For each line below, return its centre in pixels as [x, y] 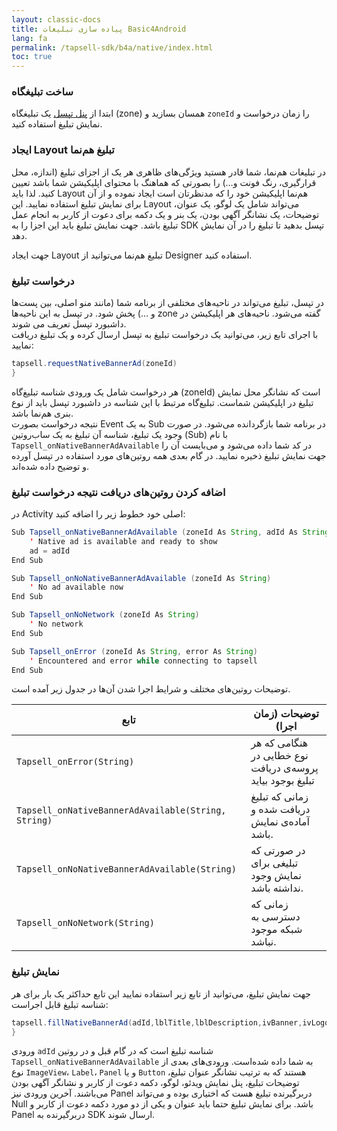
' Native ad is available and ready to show [123, 541]
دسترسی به [275, 917]
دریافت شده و [280, 809]
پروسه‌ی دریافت [284, 768]
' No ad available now [76, 587]
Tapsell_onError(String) [75, 762]
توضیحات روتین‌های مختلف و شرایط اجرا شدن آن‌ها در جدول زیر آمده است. [151, 689]
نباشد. [263, 942]
